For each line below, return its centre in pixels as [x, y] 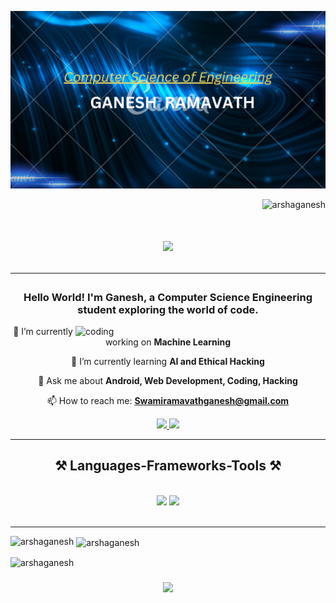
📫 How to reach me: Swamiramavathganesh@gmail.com [168, 401]
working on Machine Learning [168, 342]
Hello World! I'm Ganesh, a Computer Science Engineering [168, 297]
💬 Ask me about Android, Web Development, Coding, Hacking [168, 381]
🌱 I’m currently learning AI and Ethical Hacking [168, 362]
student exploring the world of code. [168, 309]
